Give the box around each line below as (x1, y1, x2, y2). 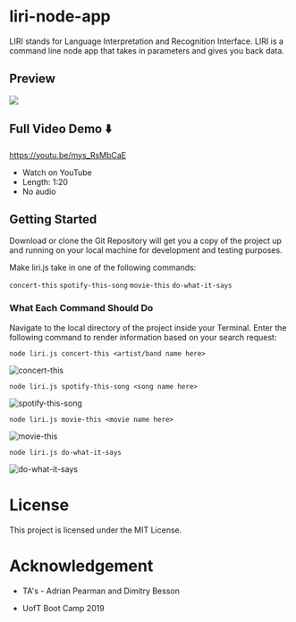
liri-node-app (9, 6, 111, 27)
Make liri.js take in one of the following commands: (9, 262, 197, 273)
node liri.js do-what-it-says (9, 448, 123, 457)
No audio (21, 186, 56, 197)
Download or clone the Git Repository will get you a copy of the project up (9, 235, 282, 247)
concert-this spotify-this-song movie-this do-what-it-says (9, 282, 233, 290)
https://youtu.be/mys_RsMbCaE (9, 149, 127, 160)
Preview (9, 71, 56, 87)
